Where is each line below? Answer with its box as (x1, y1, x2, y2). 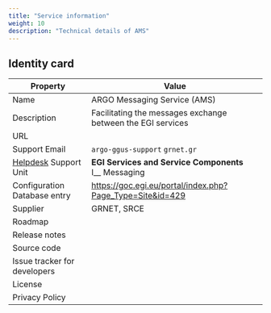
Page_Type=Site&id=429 (91, 190, 186, 202)
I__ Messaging (91, 167, 145, 178)
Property (30, 81, 66, 92)
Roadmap (12, 216, 49, 227)
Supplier (12, 203, 44, 215)
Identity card (8, 56, 74, 70)
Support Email (12, 144, 66, 155)
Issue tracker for (12, 256, 75, 267)
